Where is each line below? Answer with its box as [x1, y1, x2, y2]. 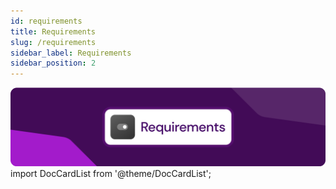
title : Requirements [10, 26, 97, 37]
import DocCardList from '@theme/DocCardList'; [10, 168, 212, 180]
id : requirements [10, 16, 83, 26]
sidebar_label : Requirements [10, 48, 132, 58]
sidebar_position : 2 [10, 58, 97, 69]
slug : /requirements [10, 37, 97, 47]
